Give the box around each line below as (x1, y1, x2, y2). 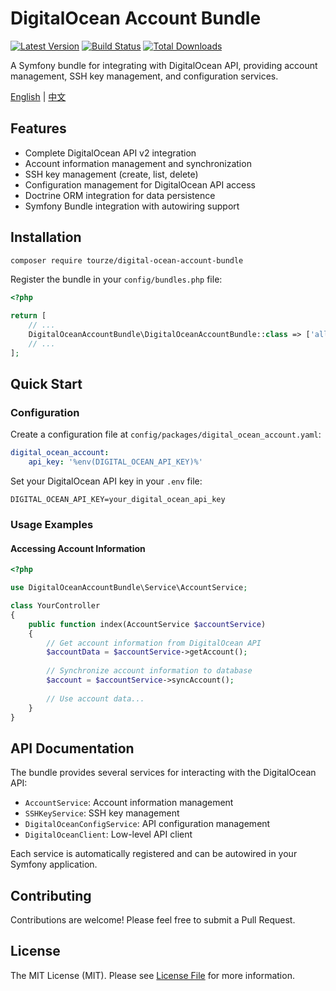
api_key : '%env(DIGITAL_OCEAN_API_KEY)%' (28, 457, 203, 467)
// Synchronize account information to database (46, 666, 253, 676)
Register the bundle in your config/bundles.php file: (10, 273, 223, 286)
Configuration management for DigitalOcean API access (24, 178, 256, 191)
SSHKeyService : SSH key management (24, 807, 180, 819)
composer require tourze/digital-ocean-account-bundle (10, 255, 244, 266)
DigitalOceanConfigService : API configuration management (24, 818, 271, 830)
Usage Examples (10, 518, 94, 532)
